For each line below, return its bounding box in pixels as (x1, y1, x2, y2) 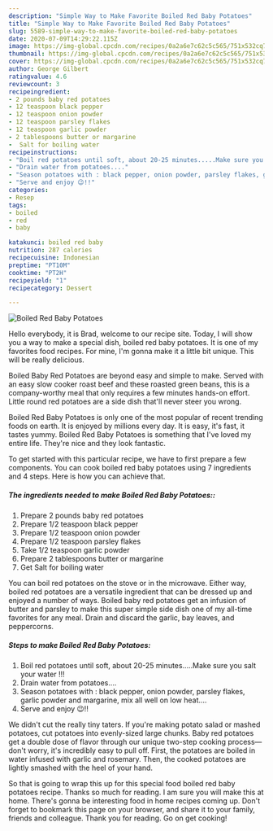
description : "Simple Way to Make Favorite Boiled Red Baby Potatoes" (8, 11, 253, 20)
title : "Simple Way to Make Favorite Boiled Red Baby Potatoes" (8, 20, 231, 28)
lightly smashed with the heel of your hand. (8, 763, 153, 773)
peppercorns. (8, 622, 54, 632)
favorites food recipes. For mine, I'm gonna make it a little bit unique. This (8, 347, 254, 356)
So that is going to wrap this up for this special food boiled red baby (8, 779, 236, 789)
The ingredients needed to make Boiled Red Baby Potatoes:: (8, 490, 215, 500)
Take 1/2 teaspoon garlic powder (19, 545, 130, 555)
